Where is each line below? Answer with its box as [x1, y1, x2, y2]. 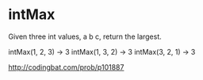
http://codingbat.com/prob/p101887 [8, 62, 124, 72]
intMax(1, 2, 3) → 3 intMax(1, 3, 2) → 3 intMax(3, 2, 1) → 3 [8, 47, 196, 56]
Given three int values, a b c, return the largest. [8, 32, 163, 41]
